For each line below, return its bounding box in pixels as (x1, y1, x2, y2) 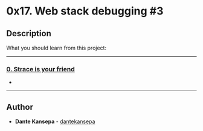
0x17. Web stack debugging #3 (6, 4, 164, 18)
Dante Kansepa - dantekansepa (14, 118, 95, 125)
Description (6, 28, 51, 39)
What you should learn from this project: (6, 44, 107, 51)
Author (6, 101, 33, 112)
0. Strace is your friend (6, 65, 75, 73)
